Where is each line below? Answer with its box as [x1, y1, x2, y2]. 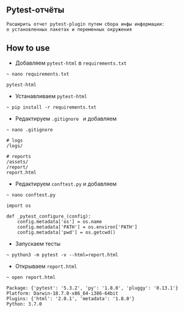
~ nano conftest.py [6, 192, 56, 198]
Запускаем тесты [15, 240, 61, 247]
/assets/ [6, 159, 29, 165]
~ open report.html [6, 274, 56, 280]
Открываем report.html [15, 262, 77, 270]
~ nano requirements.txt [6, 71, 69, 77]
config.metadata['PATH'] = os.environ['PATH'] [17, 224, 138, 230]
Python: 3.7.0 [6, 301, 43, 307]
